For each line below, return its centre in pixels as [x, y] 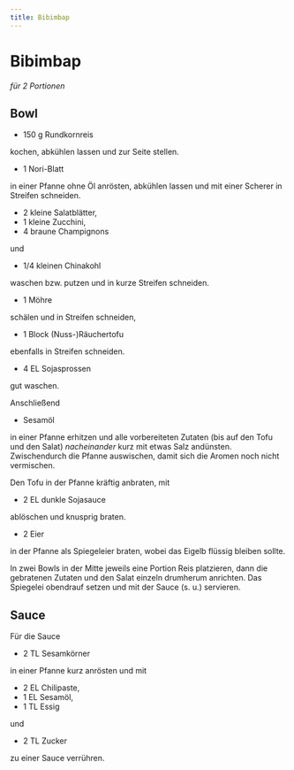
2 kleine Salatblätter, [60, 212]
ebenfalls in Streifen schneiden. [68, 351]
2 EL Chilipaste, [51, 688]
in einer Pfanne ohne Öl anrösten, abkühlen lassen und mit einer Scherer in [146, 186]
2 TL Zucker [45, 741]
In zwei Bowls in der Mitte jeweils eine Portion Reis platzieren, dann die [139, 568]
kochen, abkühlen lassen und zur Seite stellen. [94, 152]
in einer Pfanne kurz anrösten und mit [79, 671]
